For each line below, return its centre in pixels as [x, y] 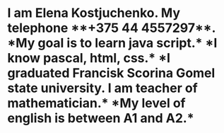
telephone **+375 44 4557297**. [111, 28]
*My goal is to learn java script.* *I [112, 43]
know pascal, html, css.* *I [89, 58]
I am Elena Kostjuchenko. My [94, 13]
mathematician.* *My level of [96, 103]
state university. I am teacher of [102, 88]
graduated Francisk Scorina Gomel [111, 73]
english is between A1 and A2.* [101, 118]
